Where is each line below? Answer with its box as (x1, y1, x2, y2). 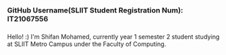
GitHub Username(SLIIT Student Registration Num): (7, 5, 184, 15)
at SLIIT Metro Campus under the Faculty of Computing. (7, 40, 167, 48)
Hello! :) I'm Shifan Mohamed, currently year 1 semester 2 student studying (7, 32, 220, 41)
